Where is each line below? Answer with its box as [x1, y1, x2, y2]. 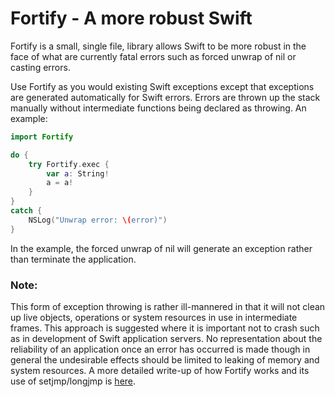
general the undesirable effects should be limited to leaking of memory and [10, 353, 320, 366]
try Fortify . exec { [28, 159, 110, 169]
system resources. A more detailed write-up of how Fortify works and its [10, 364, 310, 376]
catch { [10, 206, 43, 216]
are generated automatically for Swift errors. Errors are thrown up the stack [10, 91, 321, 103]
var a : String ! [46, 168, 110, 179]
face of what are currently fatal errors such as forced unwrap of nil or [10, 50, 297, 62]
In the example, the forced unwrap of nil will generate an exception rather [10, 242, 313, 254]
